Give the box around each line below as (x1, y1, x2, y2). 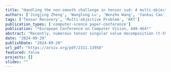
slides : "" (5, 59, 28, 64)
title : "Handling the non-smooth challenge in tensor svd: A (5, 7, 138, 13)
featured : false (5, 50, 40, 55)
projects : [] (5, 54, 33, 60)
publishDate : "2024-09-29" (5, 41, 63, 46)
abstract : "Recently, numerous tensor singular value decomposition (5, 31, 154, 36)
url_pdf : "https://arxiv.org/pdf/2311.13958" (5, 45, 103, 50)
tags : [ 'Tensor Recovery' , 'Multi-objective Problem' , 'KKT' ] (5, 17, 140, 22)
